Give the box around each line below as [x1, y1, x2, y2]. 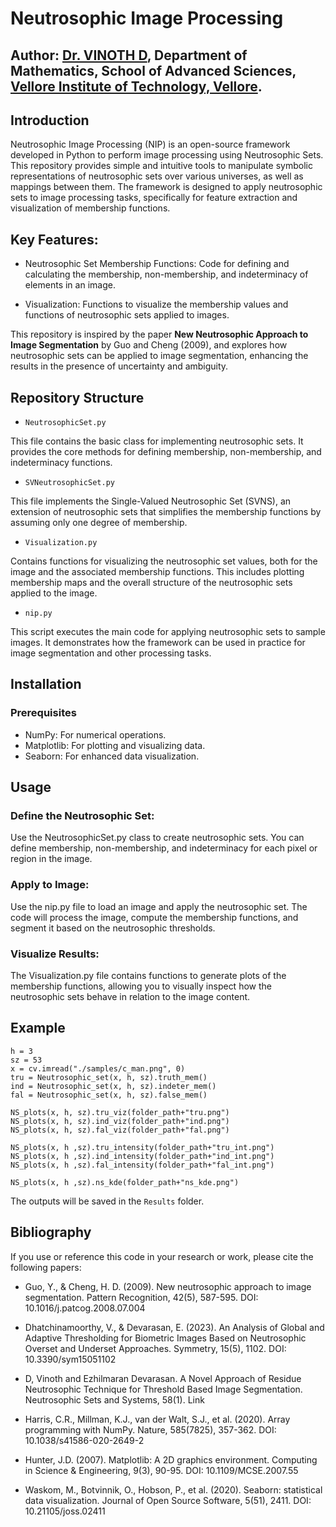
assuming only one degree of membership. [10, 517, 188, 529]
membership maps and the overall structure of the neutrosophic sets [10, 577, 293, 589]
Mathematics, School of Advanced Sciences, [10, 62, 297, 79]
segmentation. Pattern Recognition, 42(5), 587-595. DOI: [24, 1291, 259, 1303]
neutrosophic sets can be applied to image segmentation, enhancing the [10, 350, 309, 362]
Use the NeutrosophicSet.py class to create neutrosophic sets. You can [10, 832, 305, 844]
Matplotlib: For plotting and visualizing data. [24, 739, 206, 751]
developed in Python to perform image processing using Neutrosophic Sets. [10, 149, 324, 161]
